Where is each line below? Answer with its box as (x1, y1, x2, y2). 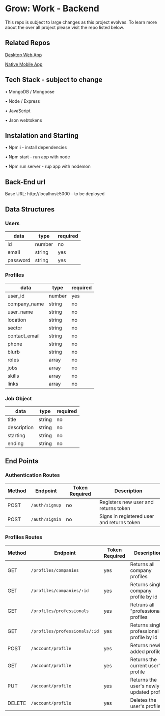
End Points (5, 457, 39, 465)
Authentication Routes (5, 472, 60, 478)
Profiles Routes (5, 534, 43, 541)
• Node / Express (5, 98, 40, 104)
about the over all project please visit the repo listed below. (5, 24, 124, 30)
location (7, 317, 26, 324)
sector (7, 325, 23, 331)
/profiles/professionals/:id (31, 628, 99, 634)
